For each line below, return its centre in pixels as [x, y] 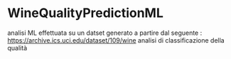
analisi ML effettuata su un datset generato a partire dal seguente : [105, 33]
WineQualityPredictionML [85, 13]
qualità [17, 48]
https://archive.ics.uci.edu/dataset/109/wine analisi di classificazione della [116, 40]
